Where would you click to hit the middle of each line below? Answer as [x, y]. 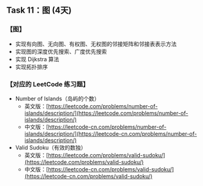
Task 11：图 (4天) [39, 10]
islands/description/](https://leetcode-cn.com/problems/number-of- [111, 133]
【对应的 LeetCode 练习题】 [48, 84]
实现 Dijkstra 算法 [37, 59]
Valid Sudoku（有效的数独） [51, 147]
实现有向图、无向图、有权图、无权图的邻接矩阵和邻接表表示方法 [96, 43]
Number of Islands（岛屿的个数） [57, 99]
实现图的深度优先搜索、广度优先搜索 [61, 51]
